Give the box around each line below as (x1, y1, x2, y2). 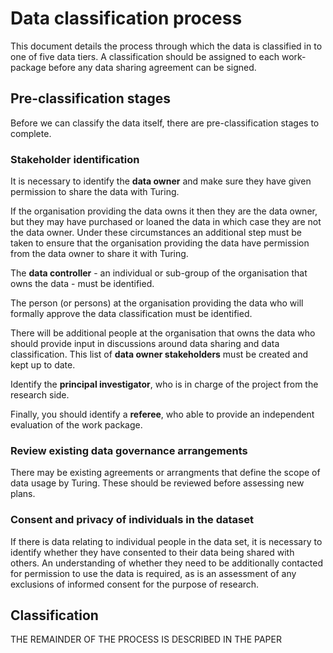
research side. (10, 389, 70, 401)
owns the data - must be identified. (10, 278, 155, 290)
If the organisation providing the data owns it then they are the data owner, (10, 205, 318, 217)
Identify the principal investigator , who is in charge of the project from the (10, 378, 319, 391)
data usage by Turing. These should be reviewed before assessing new (10, 477, 305, 489)
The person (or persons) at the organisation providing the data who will (10, 297, 304, 309)
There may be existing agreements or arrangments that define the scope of (10, 467, 321, 479)
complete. (10, 127, 52, 139)
